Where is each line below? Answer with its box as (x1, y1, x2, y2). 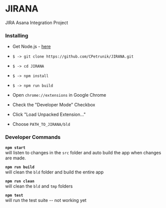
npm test (5, 192, 23, 198)
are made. (5, 155, 26, 161)
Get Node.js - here (12, 44, 51, 50)
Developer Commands (5, 134, 61, 141)
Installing (5, 32, 28, 39)
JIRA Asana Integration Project (5, 20, 68, 26)
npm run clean (5, 178, 35, 183)
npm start (5, 145, 26, 150)
